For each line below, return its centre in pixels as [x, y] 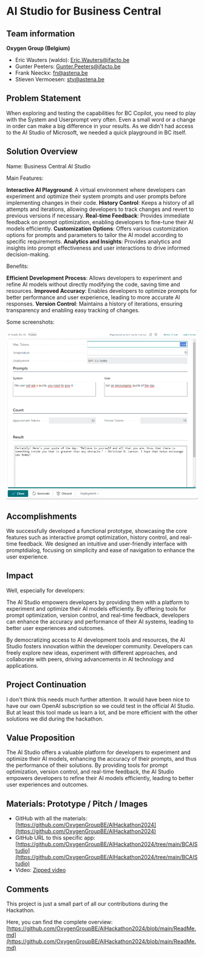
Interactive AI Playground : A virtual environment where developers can [96, 190]
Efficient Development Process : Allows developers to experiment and [94, 278]
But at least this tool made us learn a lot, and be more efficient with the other [102, 712]
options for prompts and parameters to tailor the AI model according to [95, 235]
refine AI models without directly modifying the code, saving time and [93, 284]
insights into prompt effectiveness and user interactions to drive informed [98, 248]
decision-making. [28, 254]
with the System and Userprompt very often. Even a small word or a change [101, 119]
